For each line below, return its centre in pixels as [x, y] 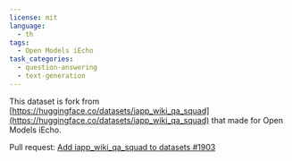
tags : [19, 42]
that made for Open [247, 120]
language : [28, 26]
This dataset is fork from [54, 101]
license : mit [33, 17]
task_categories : [42, 59]
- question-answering [58, 68]
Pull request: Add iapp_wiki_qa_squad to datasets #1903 [113, 147]
